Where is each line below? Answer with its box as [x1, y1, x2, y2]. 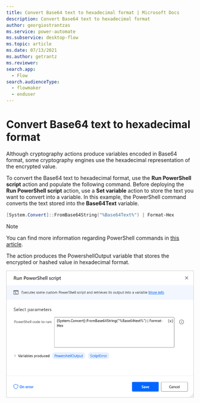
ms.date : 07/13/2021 [6, 48, 58, 54]
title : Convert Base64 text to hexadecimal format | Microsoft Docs [6, 10, 180, 15]
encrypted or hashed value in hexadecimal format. [6, 258, 130, 265]
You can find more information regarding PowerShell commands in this [6, 234, 180, 241]
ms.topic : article [6, 41, 52, 47]
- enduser [11, 91, 36, 98]
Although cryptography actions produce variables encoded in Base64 [6, 150, 177, 157]
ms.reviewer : [6, 60, 39, 66]
